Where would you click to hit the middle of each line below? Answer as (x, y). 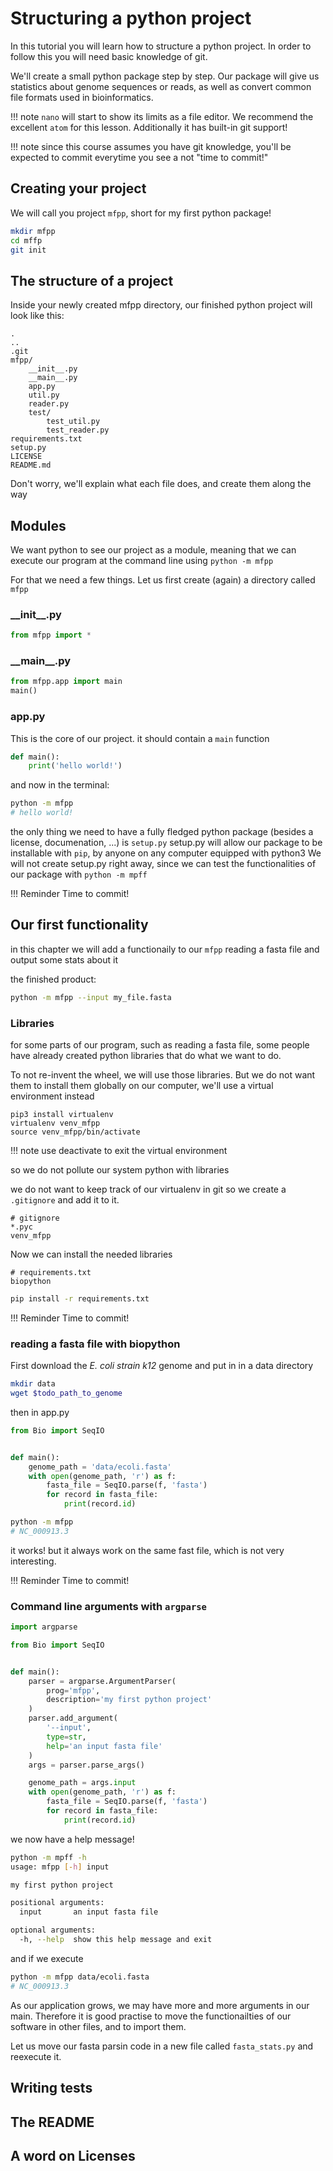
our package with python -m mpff (79, 874)
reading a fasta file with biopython (95, 1344)
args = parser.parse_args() (86, 1765)
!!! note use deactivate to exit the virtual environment (119, 1150)
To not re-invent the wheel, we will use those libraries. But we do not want (163, 1075)
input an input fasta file (89, 1912)
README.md (31, 465)
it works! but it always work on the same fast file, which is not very (147, 1550)
